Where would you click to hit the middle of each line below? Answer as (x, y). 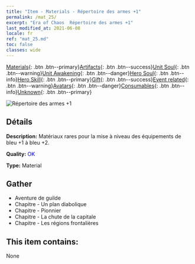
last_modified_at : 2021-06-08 (43, 28)
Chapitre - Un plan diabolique (51, 204)
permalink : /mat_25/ (32, 17)
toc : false (19, 45)
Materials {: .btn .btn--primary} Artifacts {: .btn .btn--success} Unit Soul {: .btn (98, 67)
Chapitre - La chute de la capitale (55, 217)
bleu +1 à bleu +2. (28, 142)
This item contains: (42, 242)
